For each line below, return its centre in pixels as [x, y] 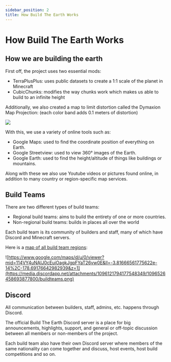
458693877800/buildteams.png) [40, 279]
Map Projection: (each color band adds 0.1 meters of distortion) [72, 112]
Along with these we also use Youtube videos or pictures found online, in [82, 173]
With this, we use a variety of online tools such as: [58, 132]
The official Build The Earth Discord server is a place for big [68, 323]
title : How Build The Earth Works [42, 15]
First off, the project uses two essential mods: [53, 71]
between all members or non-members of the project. [62, 333]
